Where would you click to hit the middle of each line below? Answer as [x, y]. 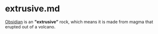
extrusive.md [32, 9]
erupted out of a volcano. [30, 26]
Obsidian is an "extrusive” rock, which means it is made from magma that [79, 22]
